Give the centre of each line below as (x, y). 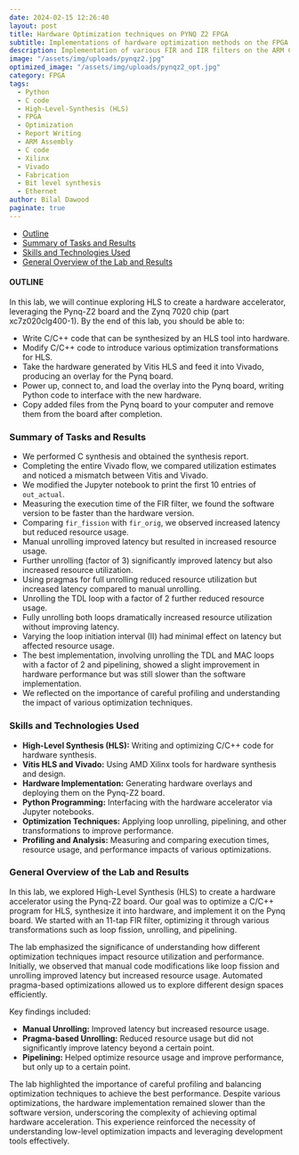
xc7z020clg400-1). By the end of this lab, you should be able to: (127, 321)
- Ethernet (37, 192)
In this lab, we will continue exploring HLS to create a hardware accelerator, (148, 302)
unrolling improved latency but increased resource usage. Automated (136, 975)
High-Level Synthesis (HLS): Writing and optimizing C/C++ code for (148, 745)
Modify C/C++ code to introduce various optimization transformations (150, 348)
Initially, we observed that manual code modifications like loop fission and (145, 966)
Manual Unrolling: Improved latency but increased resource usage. (145, 1028)
